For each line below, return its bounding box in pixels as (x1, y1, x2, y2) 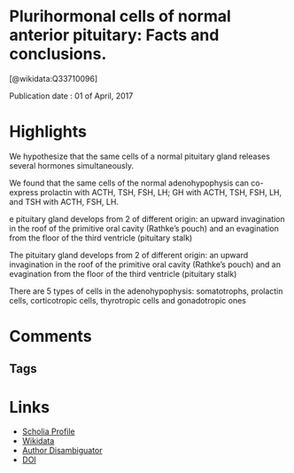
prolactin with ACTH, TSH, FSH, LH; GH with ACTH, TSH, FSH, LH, (39, 186, 282, 197)
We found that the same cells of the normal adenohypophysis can (9, 177, 250, 188)
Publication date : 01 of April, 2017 (9, 91, 134, 101)
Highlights (9, 122, 87, 142)
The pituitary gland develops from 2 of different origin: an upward (9, 249, 249, 260)
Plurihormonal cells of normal (9, 6, 232, 27)
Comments (9, 327, 92, 347)
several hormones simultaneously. (9, 160, 135, 170)
